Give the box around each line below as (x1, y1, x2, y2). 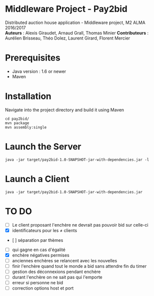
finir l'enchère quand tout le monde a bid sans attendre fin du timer (12, 263, 147, 269)
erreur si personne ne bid (12, 280, 63, 286)
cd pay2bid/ (5, 116, 29, 121)
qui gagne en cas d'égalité (12, 247, 66, 253)
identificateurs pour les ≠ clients (12, 227, 77, 233)
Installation (5, 91, 52, 102)
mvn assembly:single (5, 125, 47, 130)
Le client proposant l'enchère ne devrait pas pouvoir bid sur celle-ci (12, 222, 149, 228)
